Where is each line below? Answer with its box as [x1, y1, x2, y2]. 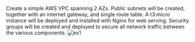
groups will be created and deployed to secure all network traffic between [6, 23, 184, 30]
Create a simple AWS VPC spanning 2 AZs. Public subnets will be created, [6, 5, 185, 12]
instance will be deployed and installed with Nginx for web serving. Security [6, 17, 189, 24]
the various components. [6, 29, 66, 36]
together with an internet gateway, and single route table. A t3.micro [6, 11, 170, 18]
